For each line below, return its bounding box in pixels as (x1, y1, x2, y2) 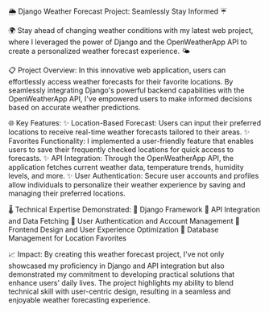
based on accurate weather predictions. (8, 103, 141, 112)
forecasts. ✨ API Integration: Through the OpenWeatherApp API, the (8, 154, 234, 163)
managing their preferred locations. (8, 188, 126, 198)
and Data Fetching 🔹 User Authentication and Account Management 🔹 (8, 216, 240, 225)
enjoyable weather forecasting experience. (8, 295, 151, 304)
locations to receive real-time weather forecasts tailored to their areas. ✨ (8, 127, 250, 137)
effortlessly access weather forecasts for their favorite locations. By (8, 77, 234, 86)
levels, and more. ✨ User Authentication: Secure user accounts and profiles (8, 171, 259, 180)
